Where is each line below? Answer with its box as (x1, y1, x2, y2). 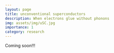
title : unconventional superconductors (5, 12, 86, 16)
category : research (5, 29, 45, 34)
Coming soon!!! (5, 43, 35, 48)
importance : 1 (5, 25, 34, 30)
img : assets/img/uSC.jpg (5, 20, 55, 26)
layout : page (5, 7, 32, 12)
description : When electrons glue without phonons (5, 16, 110, 21)
